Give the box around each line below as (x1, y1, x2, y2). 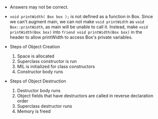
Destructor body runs (17, 88, 61, 93)
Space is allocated (17, 53, 55, 59)
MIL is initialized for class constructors (17, 63, 95, 69)
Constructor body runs (17, 69, 63, 75)
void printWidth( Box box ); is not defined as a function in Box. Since (9, 14, 153, 19)
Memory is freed (17, 108, 51, 114)
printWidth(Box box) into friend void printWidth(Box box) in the (9, 29, 142, 35)
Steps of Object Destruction (9, 78, 66, 84)
